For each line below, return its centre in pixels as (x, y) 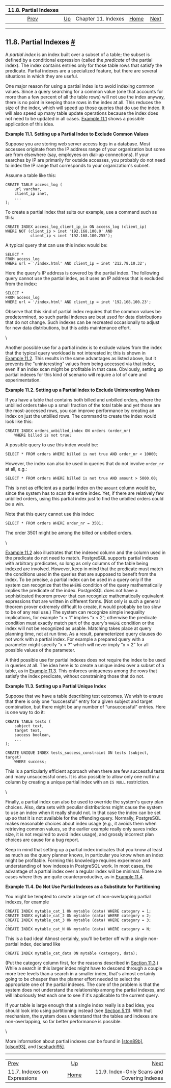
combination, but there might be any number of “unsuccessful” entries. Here (85, 706)
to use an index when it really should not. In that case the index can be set (83, 813)
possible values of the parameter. (40, 650)
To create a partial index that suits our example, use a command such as (81, 212)
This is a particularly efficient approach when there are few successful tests (85, 771)
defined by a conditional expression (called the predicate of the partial (79, 60)
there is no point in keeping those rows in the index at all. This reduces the (83, 102)
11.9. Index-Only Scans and (129, 1072)
